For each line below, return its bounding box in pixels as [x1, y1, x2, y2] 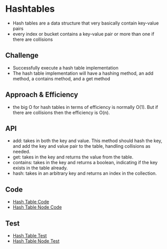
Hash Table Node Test [12, 238, 60, 244]
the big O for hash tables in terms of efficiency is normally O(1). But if [12, 104, 158, 110]
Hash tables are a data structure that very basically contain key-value [12, 20, 159, 26]
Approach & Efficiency [5, 90, 78, 99]
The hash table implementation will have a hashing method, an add [12, 70, 154, 76]
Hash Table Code [12, 199, 50, 205]
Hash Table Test [12, 233, 47, 238]
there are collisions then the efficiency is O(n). [12, 109, 110, 116]
